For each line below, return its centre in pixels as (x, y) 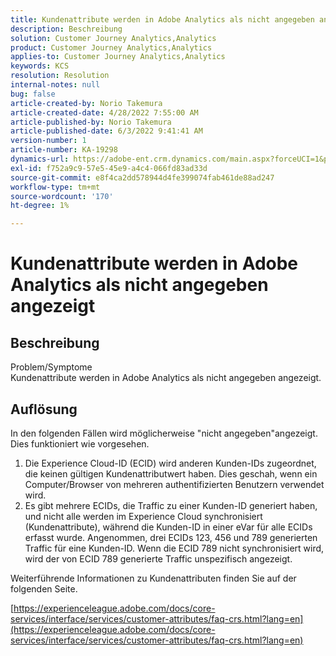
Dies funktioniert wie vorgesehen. (80, 443)
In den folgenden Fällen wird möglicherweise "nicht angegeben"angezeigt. (164, 433)
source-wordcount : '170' (62, 196)
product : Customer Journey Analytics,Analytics (111, 47)
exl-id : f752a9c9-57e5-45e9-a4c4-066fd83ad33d (109, 168)
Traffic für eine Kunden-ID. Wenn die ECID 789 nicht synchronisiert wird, (174, 548)
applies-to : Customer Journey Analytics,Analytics (118, 57)
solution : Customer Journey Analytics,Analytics (113, 38)
